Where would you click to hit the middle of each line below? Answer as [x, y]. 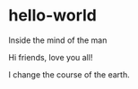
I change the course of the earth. [69, 74]
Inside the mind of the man [58, 40]
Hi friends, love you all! [51, 57]
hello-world [53, 16]
